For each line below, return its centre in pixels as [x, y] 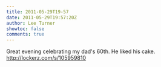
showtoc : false [25, 29]
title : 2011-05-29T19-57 [38, 12]
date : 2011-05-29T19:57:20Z [42, 18]
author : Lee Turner [31, 23]
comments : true [25, 34]
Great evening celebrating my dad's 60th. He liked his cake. [81, 51]
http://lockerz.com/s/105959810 [46, 58]
